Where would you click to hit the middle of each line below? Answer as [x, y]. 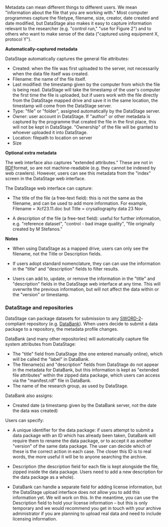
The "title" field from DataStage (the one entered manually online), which [87, 354]
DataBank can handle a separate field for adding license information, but [87, 487]
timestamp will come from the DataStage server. [62, 106]
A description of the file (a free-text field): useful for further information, [86, 218]
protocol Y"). [18, 39]
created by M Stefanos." [37, 229]
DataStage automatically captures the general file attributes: [67, 59]
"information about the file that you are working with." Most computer [77, 13]
